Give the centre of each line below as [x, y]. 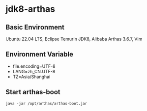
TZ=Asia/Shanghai [31, 77]
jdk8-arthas [30, 9]
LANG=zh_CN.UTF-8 [34, 71]
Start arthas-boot [33, 92]
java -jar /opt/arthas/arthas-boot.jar [46, 103]
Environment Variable [39, 54]
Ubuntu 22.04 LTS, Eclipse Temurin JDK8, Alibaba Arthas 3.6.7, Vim [74, 39]
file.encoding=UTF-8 [34, 66]
